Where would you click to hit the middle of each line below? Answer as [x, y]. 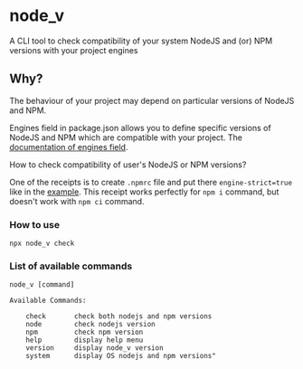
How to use [35, 224]
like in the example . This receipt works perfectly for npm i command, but [144, 192]
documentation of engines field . [69, 147]
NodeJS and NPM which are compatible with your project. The [126, 137]
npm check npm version [85, 332]
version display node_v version [95, 348]
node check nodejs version [90, 325]
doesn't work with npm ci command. [77, 201]
